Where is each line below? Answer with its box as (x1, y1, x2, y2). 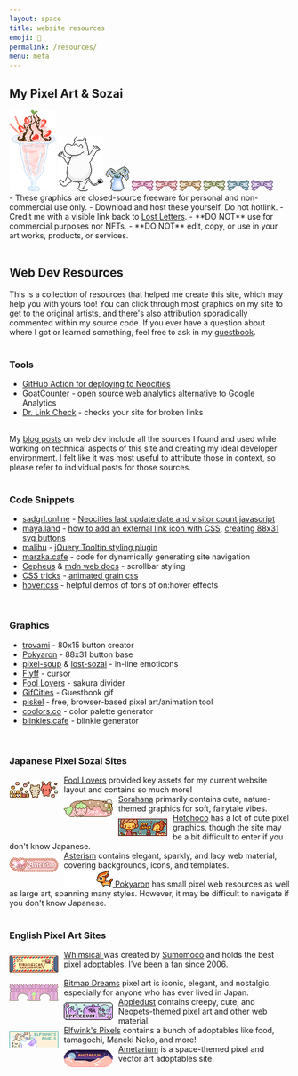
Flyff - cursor (21, 668, 71, 679)
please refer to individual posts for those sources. (9, 462, 191, 473)
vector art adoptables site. (118, 1054, 215, 1064)
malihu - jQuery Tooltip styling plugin (21, 542, 158, 553)
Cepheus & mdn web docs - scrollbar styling (21, 561, 186, 572)
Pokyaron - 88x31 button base (21, 649, 133, 660)
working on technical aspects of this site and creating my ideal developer (9, 443, 278, 454)
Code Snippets (9, 494, 75, 506)
